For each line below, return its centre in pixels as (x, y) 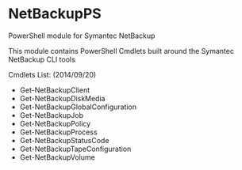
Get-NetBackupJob (51, 115)
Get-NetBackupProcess (58, 132)
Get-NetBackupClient (55, 90)
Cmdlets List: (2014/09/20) (52, 74)
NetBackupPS (55, 14)
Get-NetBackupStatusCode (64, 140)
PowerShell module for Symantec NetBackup (82, 36)
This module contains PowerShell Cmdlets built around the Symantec (121, 51)
